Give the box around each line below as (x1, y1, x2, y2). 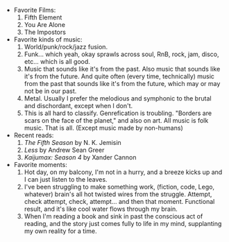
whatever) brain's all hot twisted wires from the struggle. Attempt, (24, 190, 212, 198)
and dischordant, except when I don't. (24, 102, 133, 110)
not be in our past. (24, 87, 77, 95)
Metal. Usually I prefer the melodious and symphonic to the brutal (24, 94, 212, 103)
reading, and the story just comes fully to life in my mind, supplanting (24, 220, 222, 227)
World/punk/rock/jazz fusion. (24, 43, 108, 51)
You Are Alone (24, 21, 66, 28)
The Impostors (24, 28, 66, 36)
